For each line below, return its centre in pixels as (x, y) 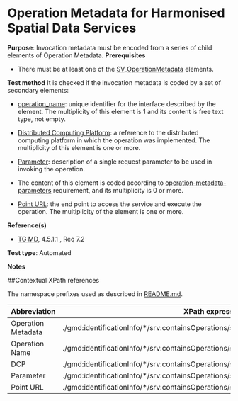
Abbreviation (33, 311)
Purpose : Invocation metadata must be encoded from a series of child (110, 47)
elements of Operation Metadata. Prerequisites (76, 55)
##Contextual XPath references (53, 280)
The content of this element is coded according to (91, 183)
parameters (34, 190)
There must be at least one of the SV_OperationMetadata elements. (115, 69)
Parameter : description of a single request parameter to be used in (115, 162)
